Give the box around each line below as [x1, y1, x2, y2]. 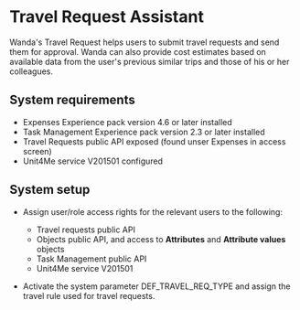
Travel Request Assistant [9, 6, 204, 27]
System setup [9, 182, 91, 198]
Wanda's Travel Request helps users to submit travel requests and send [9, 37, 280, 48]
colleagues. [9, 66, 53, 77]
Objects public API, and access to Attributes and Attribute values [36, 233, 286, 244]
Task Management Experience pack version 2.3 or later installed [22, 126, 265, 137]
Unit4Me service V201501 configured [22, 155, 163, 166]
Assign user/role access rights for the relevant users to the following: [22, 206, 284, 217]
